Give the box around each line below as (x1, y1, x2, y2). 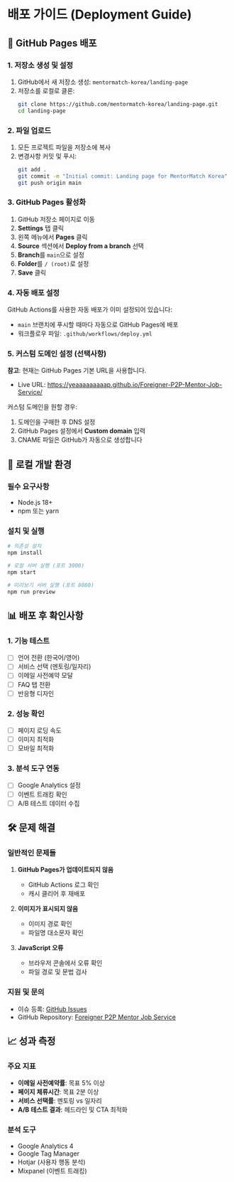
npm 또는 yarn (17, 506, 59, 516)
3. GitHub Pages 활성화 (7, 197, 87, 207)
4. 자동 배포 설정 (7, 287, 60, 297)
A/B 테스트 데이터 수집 (17, 799, 80, 807)
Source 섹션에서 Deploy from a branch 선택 (17, 241, 144, 250)
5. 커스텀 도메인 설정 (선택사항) (7, 349, 107, 359)
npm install (7, 549, 43, 557)
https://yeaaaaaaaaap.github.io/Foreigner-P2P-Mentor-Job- (47, 380, 223, 389)
